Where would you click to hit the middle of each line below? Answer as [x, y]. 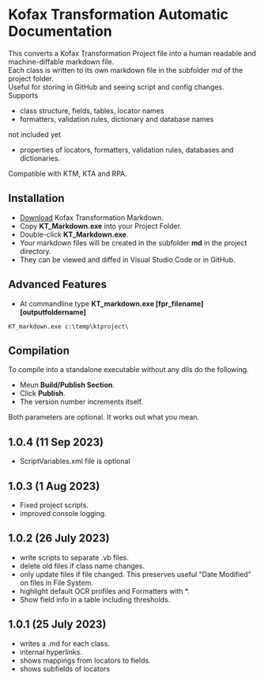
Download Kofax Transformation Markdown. [91, 217]
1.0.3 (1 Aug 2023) [54, 486]
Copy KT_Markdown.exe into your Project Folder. [100, 226]
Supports [23, 95]
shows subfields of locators [65, 669]
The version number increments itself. [81, 402]
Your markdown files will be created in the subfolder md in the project [133, 242]
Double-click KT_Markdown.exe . [74, 234]
